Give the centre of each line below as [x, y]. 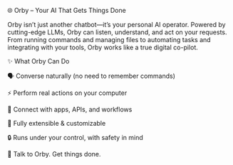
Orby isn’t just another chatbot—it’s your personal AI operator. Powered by [116, 25]
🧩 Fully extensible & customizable [57, 123]
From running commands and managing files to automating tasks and [109, 40]
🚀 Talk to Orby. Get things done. [54, 154]
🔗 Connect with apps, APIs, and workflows [70, 109]
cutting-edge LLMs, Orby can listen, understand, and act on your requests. [117, 32]
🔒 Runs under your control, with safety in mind [76, 137]
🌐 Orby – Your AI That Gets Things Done [67, 10]
